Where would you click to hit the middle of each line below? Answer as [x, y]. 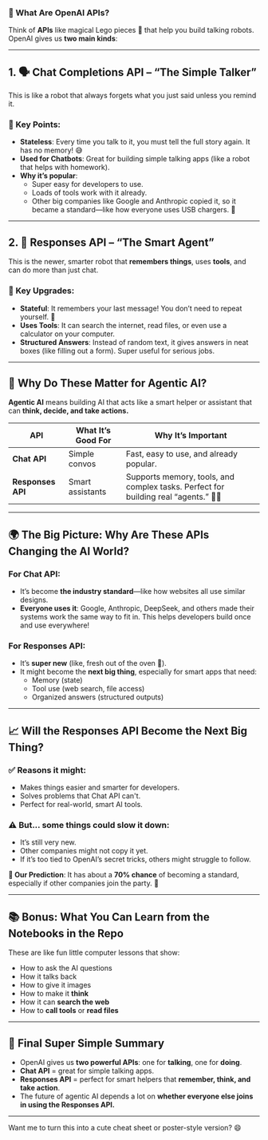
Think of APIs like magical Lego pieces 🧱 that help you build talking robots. [131, 30]
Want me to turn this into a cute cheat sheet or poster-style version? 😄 [125, 1127]
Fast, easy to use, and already [181, 454]
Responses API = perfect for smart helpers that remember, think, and [135, 1079]
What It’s [93, 430]
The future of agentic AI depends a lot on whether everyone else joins [136, 1096]
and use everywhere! [55, 625]
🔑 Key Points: [35, 125]
